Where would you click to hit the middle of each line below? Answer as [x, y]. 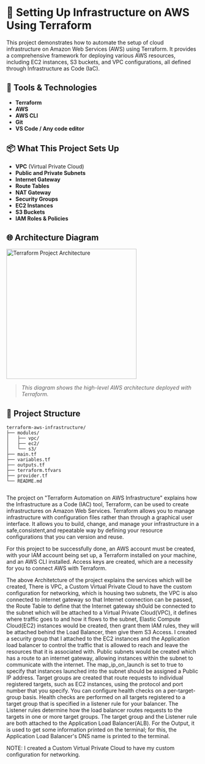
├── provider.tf [27, 476]
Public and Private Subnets [50, 173]
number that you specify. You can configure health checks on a [86, 691]
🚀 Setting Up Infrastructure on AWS [98, 13]
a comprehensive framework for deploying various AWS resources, [91, 55]
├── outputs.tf [26, 465]
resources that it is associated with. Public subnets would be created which [101, 652]
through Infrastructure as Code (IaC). [53, 68]
